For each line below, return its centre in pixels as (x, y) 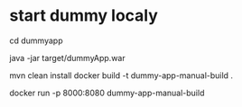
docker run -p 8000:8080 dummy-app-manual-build (107, 93)
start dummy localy (84, 16)
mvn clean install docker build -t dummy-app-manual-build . (121, 75)
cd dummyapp (36, 40)
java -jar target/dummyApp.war (67, 58)
